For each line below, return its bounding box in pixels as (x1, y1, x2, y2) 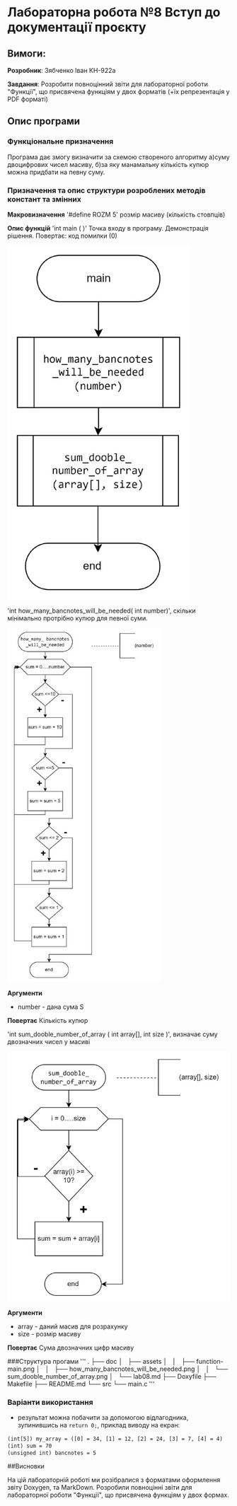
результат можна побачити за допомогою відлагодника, (17, 1413, 189, 1422)
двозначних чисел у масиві (7, 1037, 91, 1045)
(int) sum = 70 (7, 1442, 52, 1449)
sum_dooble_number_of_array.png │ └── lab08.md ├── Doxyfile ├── (7, 1372, 217, 1380)
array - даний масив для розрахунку (17, 1322, 129, 1331)
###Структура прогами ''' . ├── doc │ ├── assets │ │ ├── (7, 1357, 195, 1365)
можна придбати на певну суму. (7, 168, 105, 176)
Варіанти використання (7, 1397, 93, 1407)
